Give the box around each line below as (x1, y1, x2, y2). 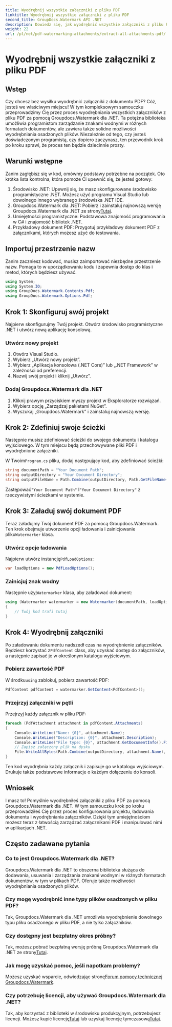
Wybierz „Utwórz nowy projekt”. (12, 356, 81, 363)
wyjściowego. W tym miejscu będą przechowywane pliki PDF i (5, 442, 137, 448)
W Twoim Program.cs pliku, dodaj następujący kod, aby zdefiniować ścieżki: (5, 458, 164, 464)
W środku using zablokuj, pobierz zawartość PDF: (5, 677, 110, 683)
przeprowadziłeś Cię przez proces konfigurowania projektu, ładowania (5, 808, 154, 814)
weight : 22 (5, 27, 29, 32)
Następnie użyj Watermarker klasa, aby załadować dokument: (5, 589, 132, 596)
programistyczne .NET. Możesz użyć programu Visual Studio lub (12, 191, 149, 198)
